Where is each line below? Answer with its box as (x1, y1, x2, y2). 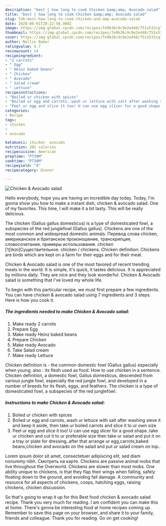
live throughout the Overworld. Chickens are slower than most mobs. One (5, 464, 155, 470)
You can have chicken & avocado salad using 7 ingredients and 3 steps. (5, 292, 151, 298)
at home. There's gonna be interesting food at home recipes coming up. (5, 505, 152, 511)
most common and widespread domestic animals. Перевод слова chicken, (5, 231, 158, 237)
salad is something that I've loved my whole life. (5, 277, 103, 283)
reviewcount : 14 (5, 48, 39, 53)
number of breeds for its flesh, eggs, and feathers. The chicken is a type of (5, 383, 158, 389)
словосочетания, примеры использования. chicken (5, 242, 114, 247)
